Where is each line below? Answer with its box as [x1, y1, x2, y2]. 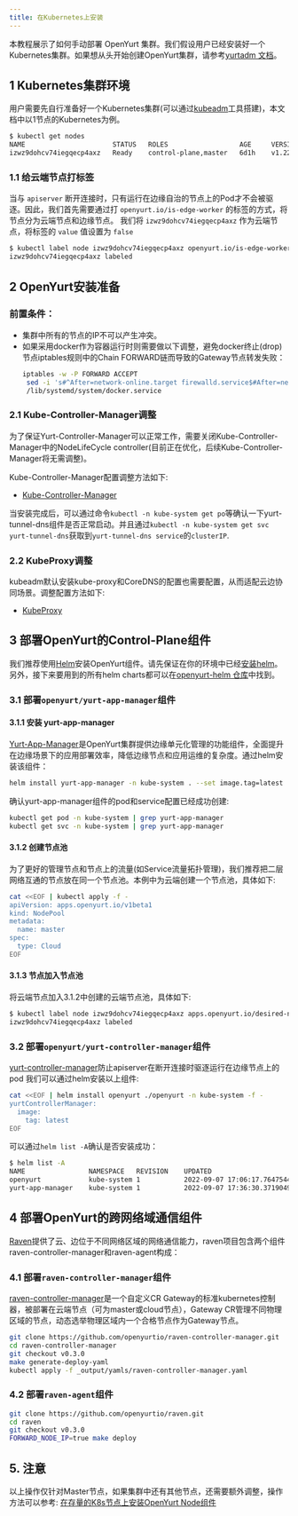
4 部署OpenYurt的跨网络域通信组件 [9, 1211, 202, 1226]
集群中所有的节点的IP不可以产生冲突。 [21, 329, 162, 340]
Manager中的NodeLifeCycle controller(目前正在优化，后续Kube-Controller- [9, 441, 284, 453]
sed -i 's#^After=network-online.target [26, 378, 178, 387]
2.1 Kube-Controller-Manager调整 [9, 409, 157, 422]
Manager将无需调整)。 [9, 453, 91, 463]
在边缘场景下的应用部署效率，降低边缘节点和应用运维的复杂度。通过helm [9, 749, 277, 760]
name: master [17, 925, 66, 935]
